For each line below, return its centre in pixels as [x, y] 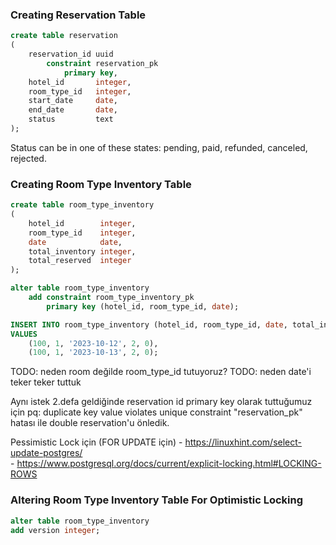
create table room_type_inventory [82, 205]
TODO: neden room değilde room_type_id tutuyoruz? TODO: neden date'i [161, 372]
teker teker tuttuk [46, 382]
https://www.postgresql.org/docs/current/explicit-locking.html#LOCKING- [169, 464]
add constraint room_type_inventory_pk [111, 298]
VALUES [24, 334]
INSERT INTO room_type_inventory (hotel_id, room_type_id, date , [149, 324]
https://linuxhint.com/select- [243, 442]
